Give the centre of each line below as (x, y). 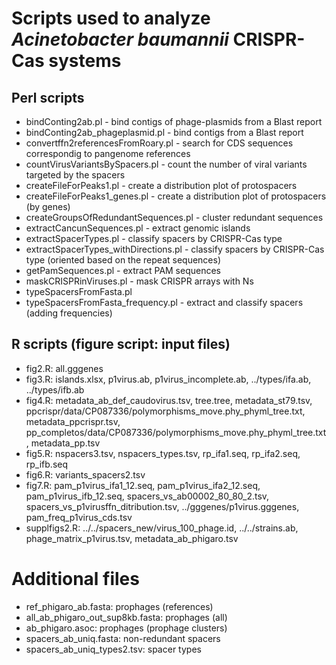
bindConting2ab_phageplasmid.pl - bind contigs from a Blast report (164, 132)
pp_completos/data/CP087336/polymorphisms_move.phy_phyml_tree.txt (176, 432)
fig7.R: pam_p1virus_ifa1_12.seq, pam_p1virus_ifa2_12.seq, (143, 485)
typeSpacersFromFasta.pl (79, 291)
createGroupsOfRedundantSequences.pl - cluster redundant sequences (174, 217)
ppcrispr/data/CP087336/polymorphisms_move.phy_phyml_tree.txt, (165, 411)
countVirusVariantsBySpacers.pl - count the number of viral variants (166, 164)
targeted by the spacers (75, 175)
